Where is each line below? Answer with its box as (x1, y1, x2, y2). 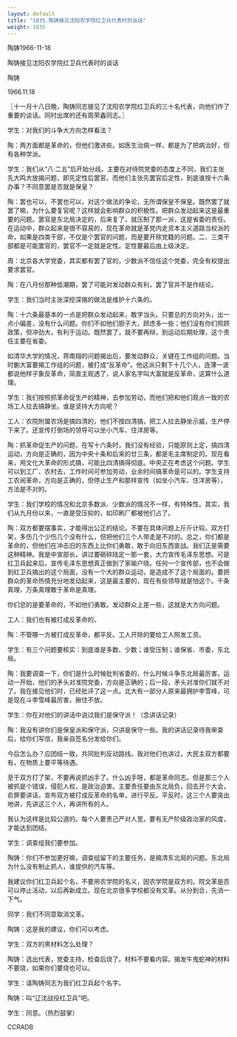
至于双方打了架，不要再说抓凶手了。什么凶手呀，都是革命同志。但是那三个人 (7, 773, 230, 782)
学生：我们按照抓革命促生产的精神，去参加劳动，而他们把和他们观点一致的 (7, 393, 224, 402)
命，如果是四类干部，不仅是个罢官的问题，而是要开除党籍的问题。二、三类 (7, 233, 224, 241)
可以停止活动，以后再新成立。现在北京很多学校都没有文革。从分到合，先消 (7, 886, 224, 895)
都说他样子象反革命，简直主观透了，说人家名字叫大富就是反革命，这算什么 (7, 370, 224, 378)
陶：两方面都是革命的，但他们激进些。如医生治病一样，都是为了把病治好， (7, 141, 224, 150)
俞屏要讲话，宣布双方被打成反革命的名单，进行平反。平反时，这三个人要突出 (7, 791, 230, 799)
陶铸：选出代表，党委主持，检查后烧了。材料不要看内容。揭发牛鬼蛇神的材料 (7, 955, 230, 964)
